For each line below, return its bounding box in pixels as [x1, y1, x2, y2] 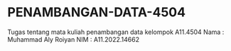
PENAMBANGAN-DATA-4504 [7, 4, 186, 21]
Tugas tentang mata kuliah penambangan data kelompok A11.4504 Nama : [7, 28, 225, 36]
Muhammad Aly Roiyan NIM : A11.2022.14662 [7, 35, 140, 43]
